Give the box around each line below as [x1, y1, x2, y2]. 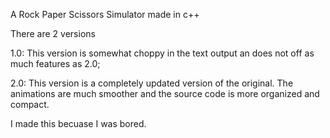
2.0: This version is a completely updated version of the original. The [10, 77, 294, 89]
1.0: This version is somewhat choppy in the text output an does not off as [10, 47, 315, 59]
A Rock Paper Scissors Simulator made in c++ [10, 9, 200, 20]
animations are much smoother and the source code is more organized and [10, 88, 320, 99]
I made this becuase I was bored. [10, 118, 147, 129]
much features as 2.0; [10, 58, 101, 69]
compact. [10, 99, 50, 110]
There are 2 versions [10, 28, 96, 39]
